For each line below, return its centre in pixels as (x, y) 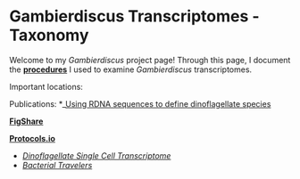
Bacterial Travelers (57, 165)
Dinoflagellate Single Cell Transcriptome (96, 155)
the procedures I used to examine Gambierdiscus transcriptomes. (131, 69)
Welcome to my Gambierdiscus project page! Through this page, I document (150, 60)
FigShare (26, 121)
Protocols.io (33, 138)
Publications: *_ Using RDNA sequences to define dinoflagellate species (140, 103)
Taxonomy (49, 35)
